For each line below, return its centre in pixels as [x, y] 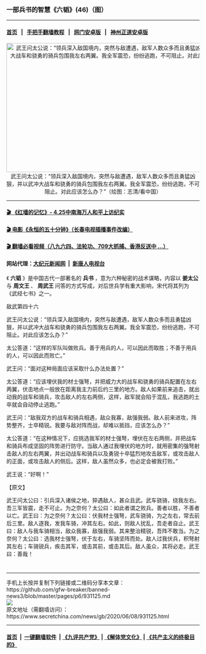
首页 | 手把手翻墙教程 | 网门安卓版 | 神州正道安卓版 [77, 32]
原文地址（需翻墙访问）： [37, 610]
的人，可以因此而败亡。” [36, 356]
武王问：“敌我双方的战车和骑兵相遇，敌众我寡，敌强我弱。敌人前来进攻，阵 [102, 417]
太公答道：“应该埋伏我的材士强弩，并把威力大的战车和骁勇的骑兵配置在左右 [102, 382]
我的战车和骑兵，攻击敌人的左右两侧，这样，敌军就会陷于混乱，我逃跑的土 [105, 397]
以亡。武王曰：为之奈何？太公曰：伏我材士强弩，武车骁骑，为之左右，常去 [100, 515]
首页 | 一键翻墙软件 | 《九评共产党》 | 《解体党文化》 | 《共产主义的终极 [98, 637]
